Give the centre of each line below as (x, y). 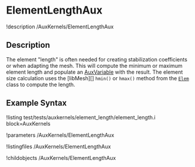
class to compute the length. (41, 84)
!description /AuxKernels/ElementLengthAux (60, 27)
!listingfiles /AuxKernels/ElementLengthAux (59, 146)
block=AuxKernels (28, 123)
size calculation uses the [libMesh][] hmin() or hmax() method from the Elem (98, 78)
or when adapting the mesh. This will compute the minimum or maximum (94, 66)
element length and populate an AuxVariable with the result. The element (95, 72)
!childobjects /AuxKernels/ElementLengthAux (61, 158)
